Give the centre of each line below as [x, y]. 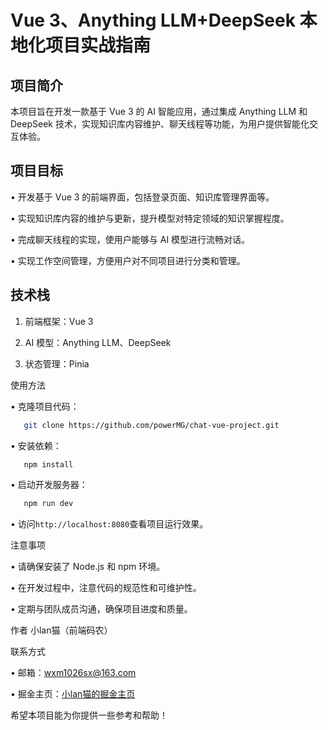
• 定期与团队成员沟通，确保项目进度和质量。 [101, 609]
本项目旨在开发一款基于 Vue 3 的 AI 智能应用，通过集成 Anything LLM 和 [159, 111]
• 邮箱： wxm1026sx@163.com [73, 673]
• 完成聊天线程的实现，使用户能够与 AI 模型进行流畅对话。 [130, 239]
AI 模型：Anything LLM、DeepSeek [98, 342]
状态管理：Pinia [57, 363]
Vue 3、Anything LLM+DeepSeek [153, 20]
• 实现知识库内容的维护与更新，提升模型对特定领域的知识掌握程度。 [150, 218]
